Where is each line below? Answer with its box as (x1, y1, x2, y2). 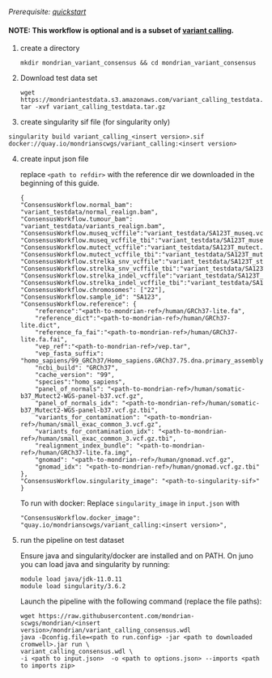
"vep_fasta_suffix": (35, 350, 104, 358)
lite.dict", (19, 321, 61, 330)
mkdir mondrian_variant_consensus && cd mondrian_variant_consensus (19, 59, 257, 67)
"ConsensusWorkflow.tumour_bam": (19, 215, 134, 223)
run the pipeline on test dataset (19, 536, 125, 545)
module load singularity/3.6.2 (19, 583, 126, 591)
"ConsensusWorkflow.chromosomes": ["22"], (19, 286, 166, 295)
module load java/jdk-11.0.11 (19, 575, 123, 583)
